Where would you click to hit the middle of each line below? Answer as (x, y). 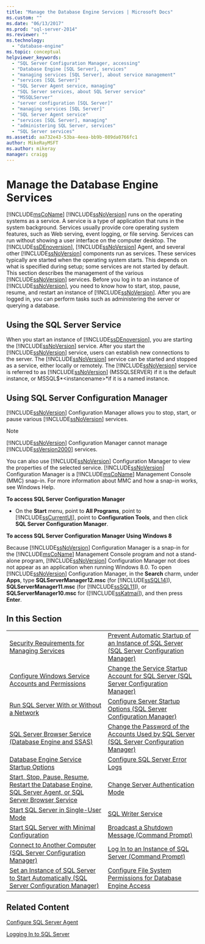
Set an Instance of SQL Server (53, 870)
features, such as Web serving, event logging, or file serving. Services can (100, 234)
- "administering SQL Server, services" (64, 126)
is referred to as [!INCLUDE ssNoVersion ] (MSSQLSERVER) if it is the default (101, 372)
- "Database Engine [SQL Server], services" (69, 69)
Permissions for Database (145, 878)
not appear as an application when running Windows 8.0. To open (89, 568)
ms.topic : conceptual (34, 52)
